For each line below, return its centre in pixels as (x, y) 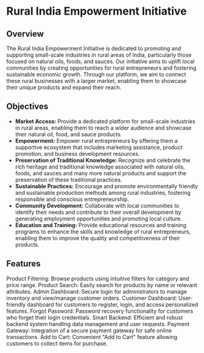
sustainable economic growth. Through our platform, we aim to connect (96, 74)
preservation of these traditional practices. (69, 180)
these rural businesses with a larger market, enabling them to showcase (97, 81)
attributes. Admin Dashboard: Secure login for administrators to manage (97, 291)
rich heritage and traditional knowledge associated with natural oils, (100, 167)
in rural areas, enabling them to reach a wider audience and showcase (103, 128)
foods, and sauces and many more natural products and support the (101, 173)
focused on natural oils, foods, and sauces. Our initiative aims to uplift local (100, 61)
